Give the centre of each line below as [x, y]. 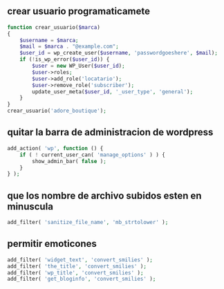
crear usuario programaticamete [79, 11]
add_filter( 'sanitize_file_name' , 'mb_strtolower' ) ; [88, 223]
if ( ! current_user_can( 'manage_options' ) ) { [93, 155]
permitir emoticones [52, 244]
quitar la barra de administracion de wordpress [110, 132]
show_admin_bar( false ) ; [69, 161]
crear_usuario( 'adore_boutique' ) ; [57, 111]
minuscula [30, 206]
